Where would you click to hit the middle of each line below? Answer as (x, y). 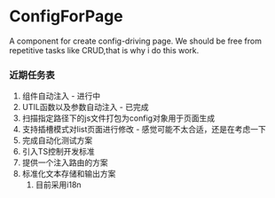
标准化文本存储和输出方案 (69, 174)
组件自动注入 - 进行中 (61, 96)
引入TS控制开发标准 (58, 152)
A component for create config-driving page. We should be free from (135, 41)
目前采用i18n (58, 185)
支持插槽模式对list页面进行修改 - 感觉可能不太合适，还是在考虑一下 (144, 130)
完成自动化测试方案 (57, 140)
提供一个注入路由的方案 (65, 162)
